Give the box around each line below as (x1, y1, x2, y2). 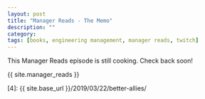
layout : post (7, 10, 46, 18)
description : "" (7, 24, 56, 31)
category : (7, 30, 37, 38)
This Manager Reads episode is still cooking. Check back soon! (7, 56, 194, 65)
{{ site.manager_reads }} (7, 71, 80, 79)
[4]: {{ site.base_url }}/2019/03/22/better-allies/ (7, 84, 147, 93)
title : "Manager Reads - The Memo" (7, 17, 113, 24)
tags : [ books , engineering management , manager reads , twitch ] (7, 37, 199, 44)
